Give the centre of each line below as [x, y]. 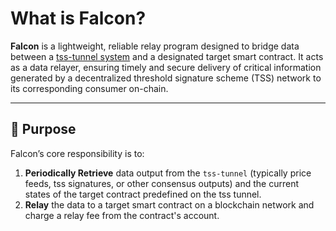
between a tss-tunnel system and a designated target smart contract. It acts [167, 56]
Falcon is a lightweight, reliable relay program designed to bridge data [155, 46]
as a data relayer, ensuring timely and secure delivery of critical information [166, 67]
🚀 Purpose [43, 129]
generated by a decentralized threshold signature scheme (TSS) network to [166, 78]
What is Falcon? [78, 18]
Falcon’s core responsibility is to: [77, 153]
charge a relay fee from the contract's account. [122, 215]
